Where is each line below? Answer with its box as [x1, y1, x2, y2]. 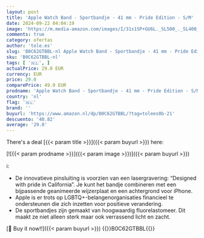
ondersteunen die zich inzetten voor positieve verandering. [15, 200, 163, 208]
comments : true [6, 32, 45, 38]
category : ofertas [6, 37, 53, 43]
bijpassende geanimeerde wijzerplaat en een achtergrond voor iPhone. [15, 188, 193, 195]
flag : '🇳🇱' [6, 99, 36, 105]
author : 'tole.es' [6, 43, 53, 49]
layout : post [6, 8, 39, 15]
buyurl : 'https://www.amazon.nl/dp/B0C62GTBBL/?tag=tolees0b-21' [6, 110, 175, 117]
